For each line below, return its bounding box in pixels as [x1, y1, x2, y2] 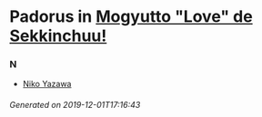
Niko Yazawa [22, 79, 72, 90]
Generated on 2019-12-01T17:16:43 [9, 100, 141, 111]
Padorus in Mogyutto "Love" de [9, 6, 253, 27]
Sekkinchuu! [9, 25, 107, 46]
